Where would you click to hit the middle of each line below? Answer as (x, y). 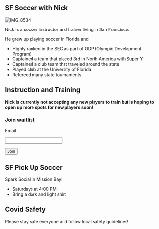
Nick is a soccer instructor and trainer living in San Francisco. (67, 29)
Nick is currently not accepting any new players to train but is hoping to (79, 102)
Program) (22, 54)
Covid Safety (25, 210)
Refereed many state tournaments (47, 74)
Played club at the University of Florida (51, 69)
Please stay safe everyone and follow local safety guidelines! (67, 221)
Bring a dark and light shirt (39, 194)
